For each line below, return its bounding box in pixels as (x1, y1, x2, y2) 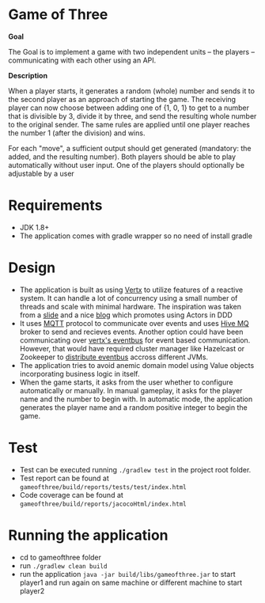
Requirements (8, 196, 103, 214)
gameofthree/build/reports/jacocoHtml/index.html (19, 500, 187, 508)
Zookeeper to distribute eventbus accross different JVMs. (19, 352, 208, 362)
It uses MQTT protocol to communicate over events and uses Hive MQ (19, 318, 249, 328)
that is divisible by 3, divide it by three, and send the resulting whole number (8, 111, 257, 120)
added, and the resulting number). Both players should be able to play (8, 152, 236, 161)
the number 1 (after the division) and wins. (8, 128, 146, 138)
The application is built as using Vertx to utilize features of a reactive (19, 285, 244, 294)
